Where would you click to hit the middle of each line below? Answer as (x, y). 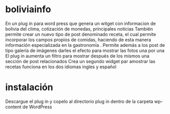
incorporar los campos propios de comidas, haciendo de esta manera (78, 40)
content (13, 107)
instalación (29, 87)
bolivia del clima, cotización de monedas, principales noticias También (79, 28)
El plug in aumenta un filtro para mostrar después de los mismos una (77, 56)
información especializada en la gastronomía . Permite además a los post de (85, 45)
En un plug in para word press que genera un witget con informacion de (81, 23)
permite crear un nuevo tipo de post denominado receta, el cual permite (81, 34)
